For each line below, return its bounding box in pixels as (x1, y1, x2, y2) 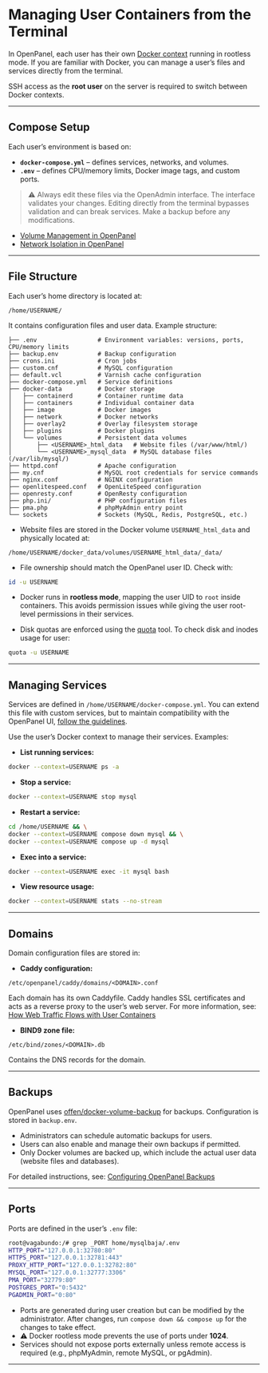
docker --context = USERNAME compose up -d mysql (8, 837, 170, 846)
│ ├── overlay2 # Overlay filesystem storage (8, 419, 198, 428)
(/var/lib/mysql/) (8, 454, 69, 462)
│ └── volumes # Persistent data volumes (8, 434, 187, 442)
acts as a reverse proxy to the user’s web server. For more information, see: (8, 1002, 257, 1011)
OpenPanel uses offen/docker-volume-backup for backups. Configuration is (8, 1106, 259, 1116)
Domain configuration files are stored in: (8, 948, 141, 958)
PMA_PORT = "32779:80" (8, 1276, 77, 1284)
